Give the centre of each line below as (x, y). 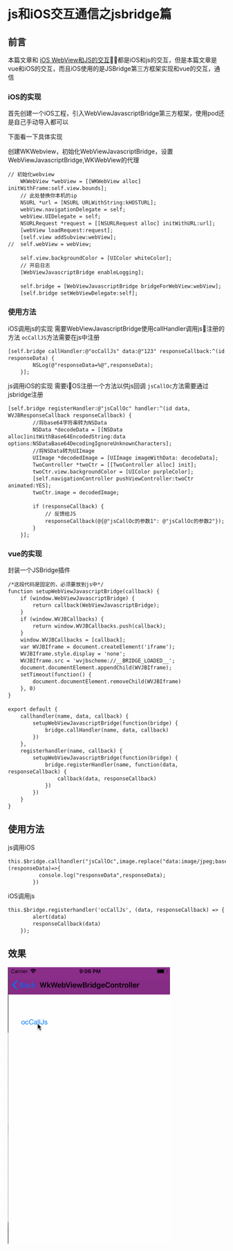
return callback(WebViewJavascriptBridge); (96, 605)
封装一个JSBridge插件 (39, 570)
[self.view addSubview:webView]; (68, 238)
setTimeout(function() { (56, 674)
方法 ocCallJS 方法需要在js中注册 (54, 337)
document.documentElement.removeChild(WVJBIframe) (107, 681)
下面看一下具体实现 (35, 137)
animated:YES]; (30, 485)
